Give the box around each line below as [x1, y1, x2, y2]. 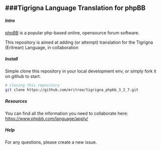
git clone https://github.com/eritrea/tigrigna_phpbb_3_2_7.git [5, 88, 139, 93]
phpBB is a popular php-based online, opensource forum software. [5, 30, 140, 36]
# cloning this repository [5, 83, 60, 88]
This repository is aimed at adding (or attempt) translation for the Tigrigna [5, 39, 153, 46]
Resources [5, 98, 28, 104]
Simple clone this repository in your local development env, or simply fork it [5, 68, 157, 74]
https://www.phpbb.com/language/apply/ [5, 116, 88, 122]
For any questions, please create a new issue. [5, 139, 97, 145]
